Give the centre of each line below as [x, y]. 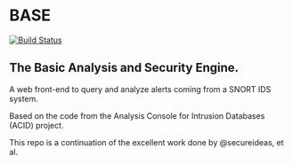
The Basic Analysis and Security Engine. [124, 68]
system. [24, 98]
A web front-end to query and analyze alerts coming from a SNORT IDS [140, 89]
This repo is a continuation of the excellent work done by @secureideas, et [146, 142]
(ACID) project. [37, 125]
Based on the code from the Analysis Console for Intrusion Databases [137, 115]
